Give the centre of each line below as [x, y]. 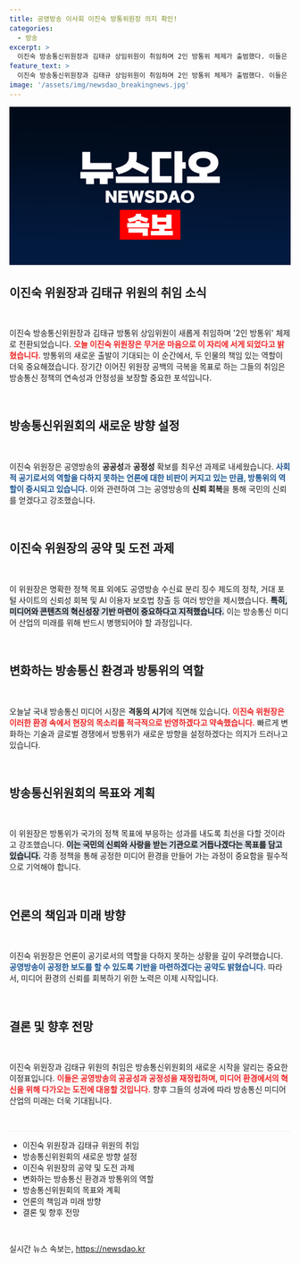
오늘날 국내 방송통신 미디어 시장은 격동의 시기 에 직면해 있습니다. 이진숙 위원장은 [147, 711]
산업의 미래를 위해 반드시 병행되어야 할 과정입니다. [105, 623]
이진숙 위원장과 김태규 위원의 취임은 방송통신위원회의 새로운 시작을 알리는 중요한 [149, 1067]
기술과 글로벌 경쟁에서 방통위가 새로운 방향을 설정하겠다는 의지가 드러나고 [160, 733]
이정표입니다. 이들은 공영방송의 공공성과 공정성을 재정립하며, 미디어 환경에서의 [144, 1078]
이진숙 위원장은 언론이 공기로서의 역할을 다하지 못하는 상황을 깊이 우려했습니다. [146, 956]
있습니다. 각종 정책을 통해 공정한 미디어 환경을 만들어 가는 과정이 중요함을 [137, 856]
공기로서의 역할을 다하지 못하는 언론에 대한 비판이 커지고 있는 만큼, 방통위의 [147, 478]
